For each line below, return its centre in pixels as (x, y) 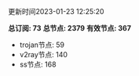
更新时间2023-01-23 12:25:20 (56, 11)
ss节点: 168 (38, 64)
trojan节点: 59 (42, 45)
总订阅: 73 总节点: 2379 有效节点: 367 (70, 28)
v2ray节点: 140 (44, 54)
